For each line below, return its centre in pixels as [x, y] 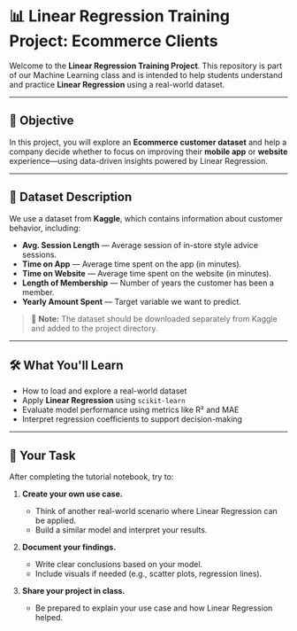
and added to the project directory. [94, 328]
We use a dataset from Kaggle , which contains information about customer [146, 218]
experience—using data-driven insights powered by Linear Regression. [138, 160]
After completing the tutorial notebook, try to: [91, 477]
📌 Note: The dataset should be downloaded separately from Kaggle [154, 318]
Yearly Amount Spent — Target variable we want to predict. [131, 301]
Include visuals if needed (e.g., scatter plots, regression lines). [148, 574]
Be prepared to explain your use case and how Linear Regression [154, 608]
